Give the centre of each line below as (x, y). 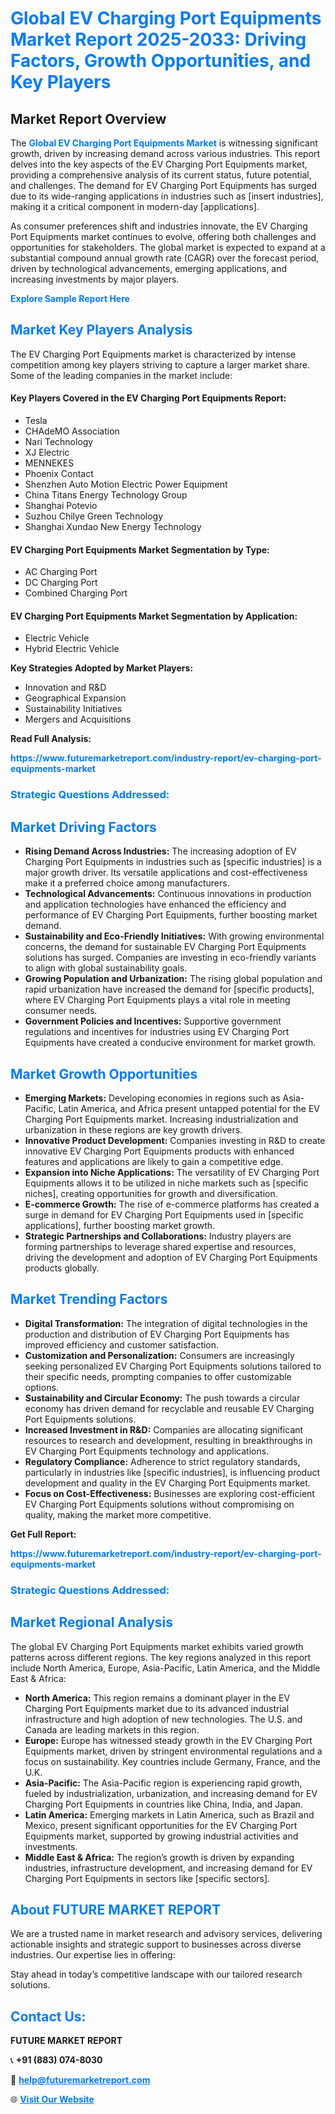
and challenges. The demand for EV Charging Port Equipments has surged (164, 185)
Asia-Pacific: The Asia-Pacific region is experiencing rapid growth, (163, 1783)
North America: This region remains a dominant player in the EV (157, 1698)
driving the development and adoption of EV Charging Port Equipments (171, 1257)
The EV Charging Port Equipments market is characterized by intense (153, 354)
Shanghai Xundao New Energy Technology (113, 527)
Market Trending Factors (89, 1299)
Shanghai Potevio (61, 506)
